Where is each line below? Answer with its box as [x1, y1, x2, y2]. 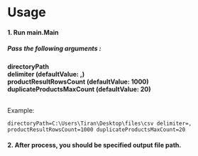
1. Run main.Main [7, 28, 59, 36]
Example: [7, 106, 35, 114]
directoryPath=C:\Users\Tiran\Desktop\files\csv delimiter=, [7, 120, 192, 127]
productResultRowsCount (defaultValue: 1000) [7, 77, 149, 86]
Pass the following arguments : [7, 44, 101, 53]
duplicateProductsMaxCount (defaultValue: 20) [7, 84, 151, 93]
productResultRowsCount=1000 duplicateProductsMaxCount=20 [7, 126, 186, 133]
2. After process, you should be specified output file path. [7, 141, 182, 150]
